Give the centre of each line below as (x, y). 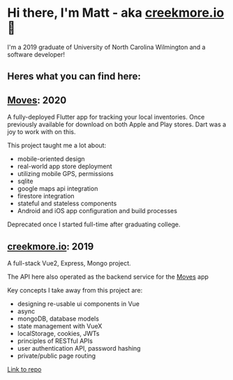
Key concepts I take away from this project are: (75, 290)
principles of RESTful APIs (55, 341)
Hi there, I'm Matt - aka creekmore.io (116, 13)
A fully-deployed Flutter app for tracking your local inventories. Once (106, 117)
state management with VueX (60, 326)
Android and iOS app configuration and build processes (97, 211)
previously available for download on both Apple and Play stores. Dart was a (117, 124)
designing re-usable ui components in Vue (78, 304)
